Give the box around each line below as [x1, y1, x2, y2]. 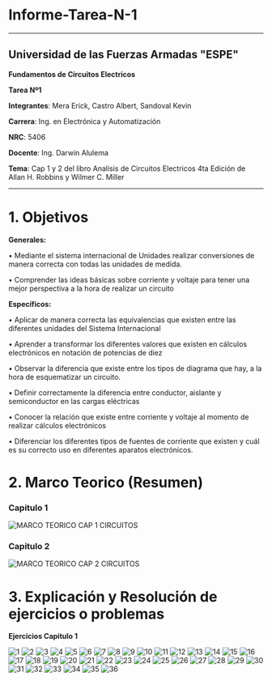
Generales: [8, 235, 47, 245]
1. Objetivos [8, 208, 89, 226]
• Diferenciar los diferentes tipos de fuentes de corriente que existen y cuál [8, 436, 261, 446]
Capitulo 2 [8, 541, 50, 552]
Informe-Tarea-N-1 [8, 6, 138, 24]
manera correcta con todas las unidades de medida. [8, 259, 182, 269]
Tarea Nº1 [8, 85, 42, 95]
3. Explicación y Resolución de [8, 587, 218, 606]
